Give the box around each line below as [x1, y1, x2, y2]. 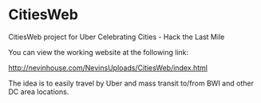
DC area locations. [8, 86, 69, 97]
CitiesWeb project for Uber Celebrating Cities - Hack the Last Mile [8, 32, 225, 42]
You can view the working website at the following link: [8, 47, 189, 57]
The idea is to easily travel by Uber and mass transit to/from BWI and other [8, 78, 254, 88]
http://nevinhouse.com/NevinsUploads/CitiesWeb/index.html [8, 62, 208, 73]
